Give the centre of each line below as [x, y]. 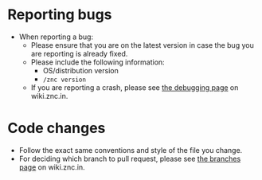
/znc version [65, 80]
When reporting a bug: [56, 37]
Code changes [57, 128]
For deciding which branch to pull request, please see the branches [130, 158]
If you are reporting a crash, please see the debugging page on [135, 87]
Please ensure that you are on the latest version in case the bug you [142, 45]
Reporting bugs [60, 15]
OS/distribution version [80, 70]
